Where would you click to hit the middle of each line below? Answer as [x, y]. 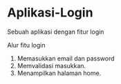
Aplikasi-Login [50, 13]
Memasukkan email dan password [66, 58]
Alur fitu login [26, 45]
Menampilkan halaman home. [59, 73]
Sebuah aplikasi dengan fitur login [56, 32]
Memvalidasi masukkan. [52, 65]
